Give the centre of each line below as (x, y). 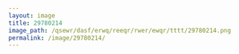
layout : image (32, 15)
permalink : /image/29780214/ (57, 38)
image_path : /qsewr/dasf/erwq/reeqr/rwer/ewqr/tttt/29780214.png (119, 30)
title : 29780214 (35, 23)
